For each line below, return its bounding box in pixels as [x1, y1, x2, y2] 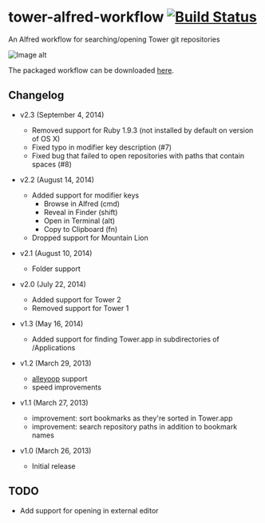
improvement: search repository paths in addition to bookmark [31, 421, 238, 431]
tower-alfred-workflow [8, 8, 164, 26]
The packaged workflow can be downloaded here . [8, 65, 174, 75]
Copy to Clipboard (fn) [43, 224, 118, 234]
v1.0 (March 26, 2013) [19, 445, 92, 455]
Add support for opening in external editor [19, 505, 159, 515]
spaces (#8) [31, 159, 72, 169]
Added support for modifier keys [31, 190, 140, 200]
